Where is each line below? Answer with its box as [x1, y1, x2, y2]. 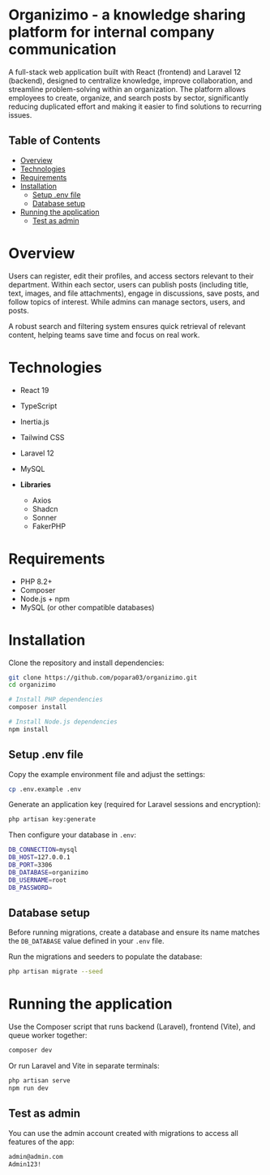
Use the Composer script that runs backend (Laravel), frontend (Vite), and [8, 1022, 255, 1032]
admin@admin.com [8, 1152, 63, 1160]
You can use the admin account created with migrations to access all [8, 1128, 239, 1138]
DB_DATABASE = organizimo [8, 868, 89, 876]
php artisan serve [8, 1077, 71, 1085]
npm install [8, 725, 49, 733]
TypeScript [19, 400, 58, 411]
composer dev [8, 1046, 53, 1055]
